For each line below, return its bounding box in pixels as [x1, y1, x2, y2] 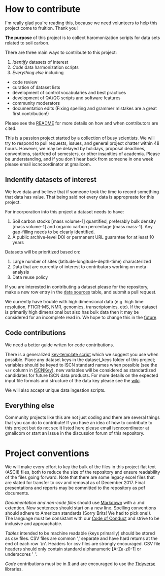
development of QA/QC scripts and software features [12, 95, 121, 101]
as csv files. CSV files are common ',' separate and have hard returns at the [5, 535, 158, 541]
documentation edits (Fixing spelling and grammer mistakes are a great [12, 105, 157, 111]
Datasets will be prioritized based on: [5, 248, 81, 255]
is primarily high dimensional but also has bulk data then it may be [5, 309, 139, 315]
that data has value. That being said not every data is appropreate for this [5, 194, 154, 200]
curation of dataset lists [12, 84, 61, 90]
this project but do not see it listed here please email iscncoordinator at [5, 425, 149, 431]
